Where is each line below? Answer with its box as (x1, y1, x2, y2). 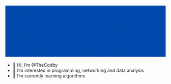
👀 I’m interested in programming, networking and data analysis (12, 67, 144, 73)
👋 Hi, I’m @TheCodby (12, 62, 58, 68)
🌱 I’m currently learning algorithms (12, 72, 85, 79)
